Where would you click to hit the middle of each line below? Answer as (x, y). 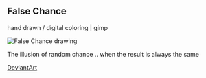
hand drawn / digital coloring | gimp (58, 27)
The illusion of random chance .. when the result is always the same (103, 54)
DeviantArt (22, 67)
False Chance (37, 11)
